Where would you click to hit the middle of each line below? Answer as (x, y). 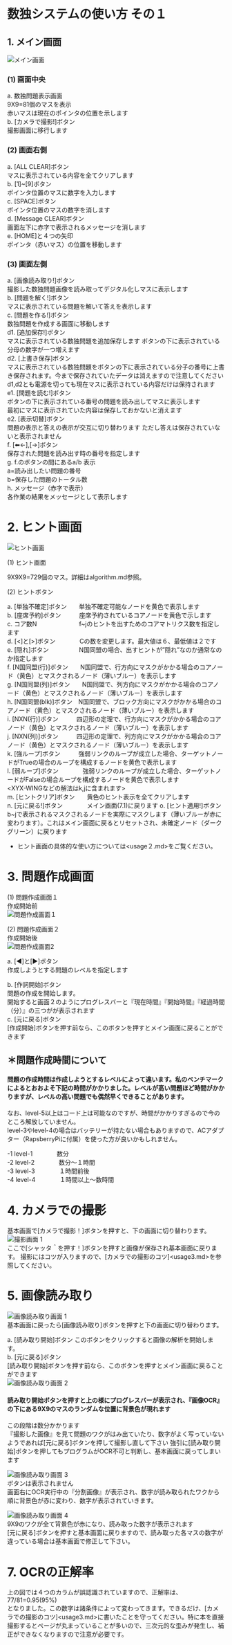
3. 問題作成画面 (51, 877)
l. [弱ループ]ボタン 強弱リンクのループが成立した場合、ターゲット (111, 771)
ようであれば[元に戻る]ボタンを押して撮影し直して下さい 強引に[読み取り (111, 1443)
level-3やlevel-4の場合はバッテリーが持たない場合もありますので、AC (107, 1130)
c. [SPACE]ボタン (32, 201)
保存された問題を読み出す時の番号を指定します (74, 453)
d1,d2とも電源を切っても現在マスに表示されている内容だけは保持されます (111, 384)
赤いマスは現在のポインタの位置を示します (68, 113)
